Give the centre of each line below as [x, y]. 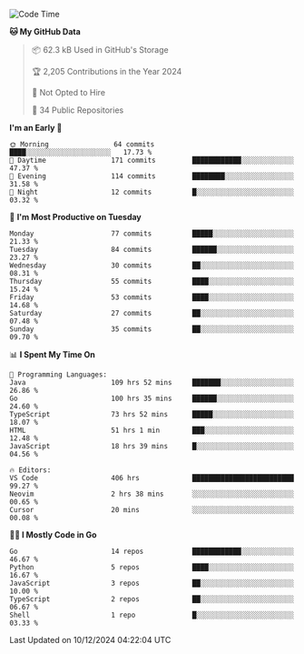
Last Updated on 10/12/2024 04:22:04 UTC [90, 640]
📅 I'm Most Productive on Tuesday [76, 217]
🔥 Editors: [30, 470]
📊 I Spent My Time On [52, 354]
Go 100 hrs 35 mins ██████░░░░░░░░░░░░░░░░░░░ [152, 398]
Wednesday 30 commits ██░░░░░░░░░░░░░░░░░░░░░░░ [152, 266]
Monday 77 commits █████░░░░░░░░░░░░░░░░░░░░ [152, 234]
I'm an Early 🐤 [36, 128]
